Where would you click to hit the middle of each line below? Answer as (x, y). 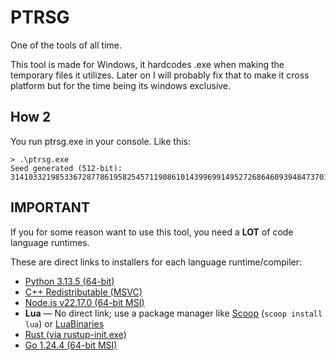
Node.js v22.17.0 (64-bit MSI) (84, 302)
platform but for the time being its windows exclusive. (121, 85)
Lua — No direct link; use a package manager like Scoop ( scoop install (173, 313)
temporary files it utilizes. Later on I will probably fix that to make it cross (160, 75)
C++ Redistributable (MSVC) (83, 292)
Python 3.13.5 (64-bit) (69, 281)
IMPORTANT (50, 207)
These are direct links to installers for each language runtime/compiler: (156, 262)
